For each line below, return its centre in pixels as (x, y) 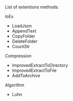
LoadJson (22, 26)
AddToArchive (26, 76)
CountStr (21, 46)
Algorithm (15, 85)
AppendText (24, 31)
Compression (18, 56)
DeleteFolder (24, 41)
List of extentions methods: (32, 7)
